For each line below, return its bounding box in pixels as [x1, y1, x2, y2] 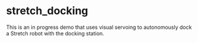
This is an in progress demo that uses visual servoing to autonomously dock [6, 24, 192, 31]
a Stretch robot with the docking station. [6, 29, 105, 37]
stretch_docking [6, 4, 88, 18]
